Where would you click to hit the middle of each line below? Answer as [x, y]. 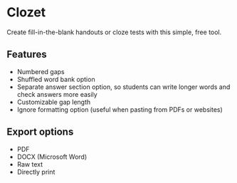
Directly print [36, 172]
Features [27, 54]
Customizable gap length [54, 102]
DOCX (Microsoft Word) [52, 157]
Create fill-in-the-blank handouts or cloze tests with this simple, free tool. [114, 32]
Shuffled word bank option [56, 79]
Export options [40, 132]
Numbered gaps [41, 71]
